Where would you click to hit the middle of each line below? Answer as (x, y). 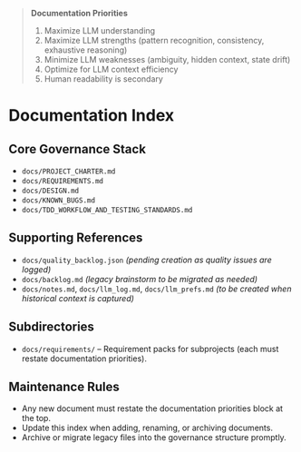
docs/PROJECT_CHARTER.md (68, 172)
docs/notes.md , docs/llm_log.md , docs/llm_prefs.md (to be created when (156, 289)
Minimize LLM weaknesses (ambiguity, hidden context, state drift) (167, 59)
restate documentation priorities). (84, 359)
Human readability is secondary (104, 79)
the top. (36, 418)
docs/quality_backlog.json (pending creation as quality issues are (147, 260)
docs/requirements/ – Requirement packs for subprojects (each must (150, 349)
